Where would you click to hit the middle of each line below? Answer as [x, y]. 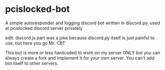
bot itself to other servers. [32, 63]
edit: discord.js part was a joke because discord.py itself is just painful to [80, 38]
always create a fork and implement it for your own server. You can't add [80, 58]
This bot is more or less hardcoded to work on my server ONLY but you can [83, 53]
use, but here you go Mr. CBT [35, 43]
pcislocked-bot [37, 9]
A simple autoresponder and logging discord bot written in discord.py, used [83, 23]
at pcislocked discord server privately [44, 28]
